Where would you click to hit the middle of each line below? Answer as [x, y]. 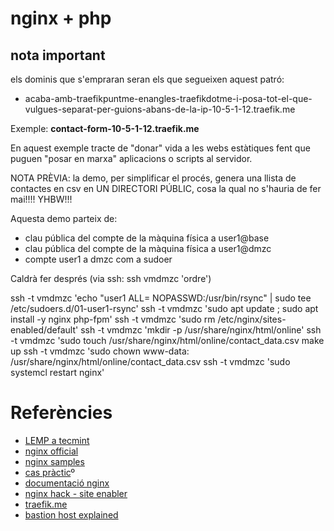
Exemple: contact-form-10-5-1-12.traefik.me [105, 128]
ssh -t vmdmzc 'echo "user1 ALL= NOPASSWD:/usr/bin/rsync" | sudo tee [161, 298]
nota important [58, 55]
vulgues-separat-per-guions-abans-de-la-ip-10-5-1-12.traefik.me [160, 109]
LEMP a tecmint [57, 440]
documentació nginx [67, 483]
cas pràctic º [50, 472]
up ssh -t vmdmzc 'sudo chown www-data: [100, 351]
